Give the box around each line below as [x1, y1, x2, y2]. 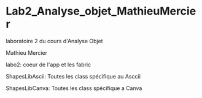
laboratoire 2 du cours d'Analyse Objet [6, 37, 103, 44]
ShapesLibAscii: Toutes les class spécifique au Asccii [6, 72, 141, 80]
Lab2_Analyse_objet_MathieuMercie [6, 4, 196, 18]
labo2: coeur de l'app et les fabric [6, 61, 91, 68]
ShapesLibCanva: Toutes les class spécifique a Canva [6, 84, 142, 92]
